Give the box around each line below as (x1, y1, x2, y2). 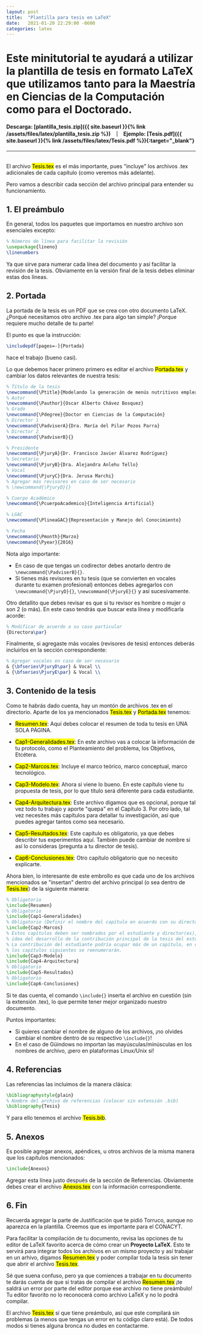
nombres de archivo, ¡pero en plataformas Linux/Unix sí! (14, 1047, 155, 1054)
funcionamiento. (6, 187, 47, 194)
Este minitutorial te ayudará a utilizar (6, 52, 194, 65)
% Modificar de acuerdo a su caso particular (6, 623, 122, 630)
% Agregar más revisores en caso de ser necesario (6, 479, 136, 485)
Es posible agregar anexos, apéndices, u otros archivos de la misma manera (6, 1148, 195, 1155)
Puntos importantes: (6, 1016, 57, 1023)
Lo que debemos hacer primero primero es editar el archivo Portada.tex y (6, 365, 188, 372)
